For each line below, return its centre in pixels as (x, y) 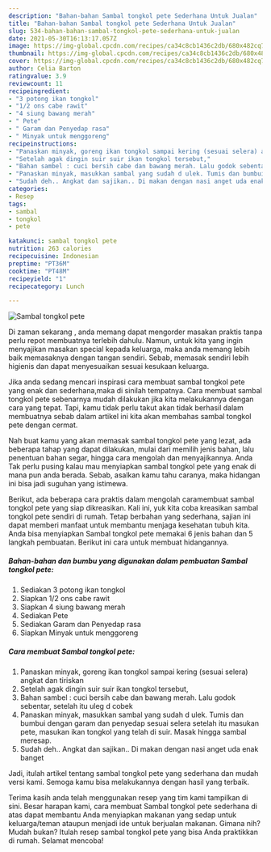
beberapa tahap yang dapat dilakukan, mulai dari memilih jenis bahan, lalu (131, 449)
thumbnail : (27, 53)
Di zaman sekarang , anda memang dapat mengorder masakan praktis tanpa (135, 332)
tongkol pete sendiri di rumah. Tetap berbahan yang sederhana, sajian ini (130, 517)
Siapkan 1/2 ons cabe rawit (65, 599)
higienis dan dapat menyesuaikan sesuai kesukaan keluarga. (109, 367)
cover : (19, 61)
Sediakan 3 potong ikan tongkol (73, 590)
